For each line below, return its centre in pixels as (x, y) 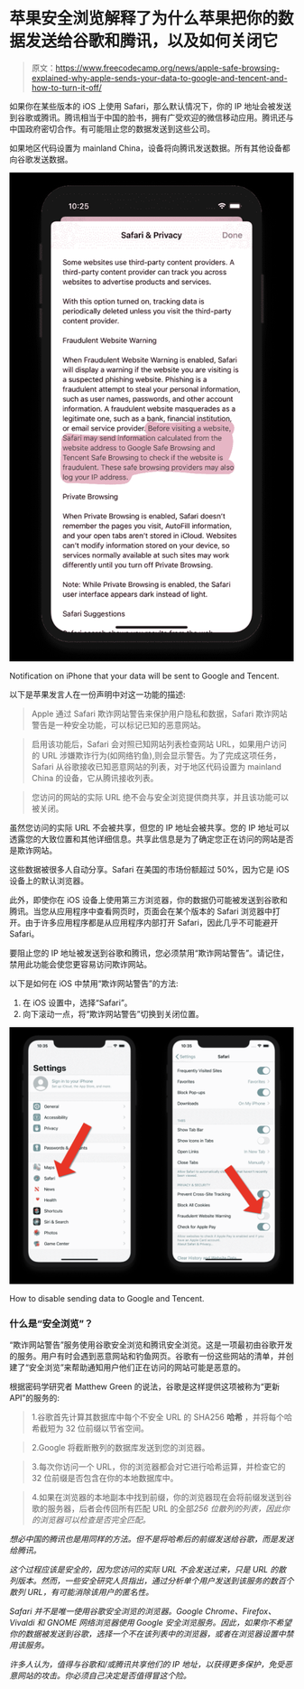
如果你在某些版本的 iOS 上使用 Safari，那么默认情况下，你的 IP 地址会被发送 (150, 106)
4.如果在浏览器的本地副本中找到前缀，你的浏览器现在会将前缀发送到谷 (161, 1497)
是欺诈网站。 (33, 850)
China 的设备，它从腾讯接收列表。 (95, 778)
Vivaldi (22, 1622)
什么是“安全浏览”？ (51, 1323)
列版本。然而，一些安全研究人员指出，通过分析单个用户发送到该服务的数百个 (152, 1581)
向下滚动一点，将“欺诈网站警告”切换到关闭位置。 (113, 1013)
